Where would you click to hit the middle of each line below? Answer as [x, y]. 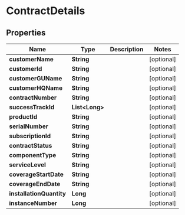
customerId [26, 69]
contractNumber [33, 97]
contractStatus [31, 146]
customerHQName [36, 88]
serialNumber [29, 126]
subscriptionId [30, 136]
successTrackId [32, 107]
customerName [32, 59]
